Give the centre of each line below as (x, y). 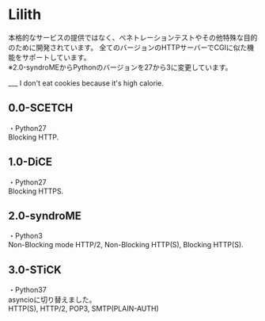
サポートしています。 (56, 57)
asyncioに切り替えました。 (52, 300)
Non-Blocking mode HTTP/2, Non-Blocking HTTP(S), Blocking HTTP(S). (126, 245)
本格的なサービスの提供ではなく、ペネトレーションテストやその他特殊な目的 (133, 37)
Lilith (25, 15)
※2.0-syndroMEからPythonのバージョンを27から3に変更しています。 (120, 67)
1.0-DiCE (30, 162)
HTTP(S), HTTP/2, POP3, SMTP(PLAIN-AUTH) (84, 309)
